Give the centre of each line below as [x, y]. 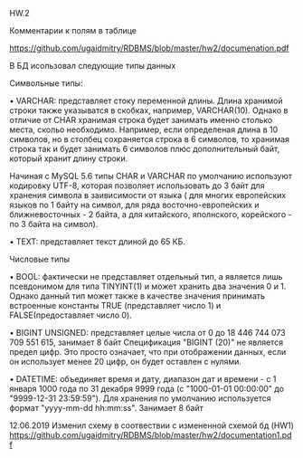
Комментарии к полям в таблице [73, 30]
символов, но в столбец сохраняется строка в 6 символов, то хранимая [150, 139]
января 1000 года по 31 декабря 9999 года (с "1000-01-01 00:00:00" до [147, 389]
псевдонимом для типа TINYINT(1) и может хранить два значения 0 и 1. [148, 286]
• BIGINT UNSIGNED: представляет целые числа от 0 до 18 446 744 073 [148, 333]
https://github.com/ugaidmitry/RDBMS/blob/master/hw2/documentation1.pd [151, 435]
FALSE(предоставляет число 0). [71, 315]
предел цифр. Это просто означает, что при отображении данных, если [148, 352]
